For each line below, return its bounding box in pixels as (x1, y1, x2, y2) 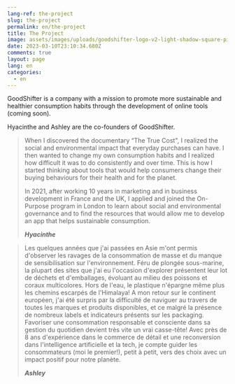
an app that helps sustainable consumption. (24, 217, 150, 225)
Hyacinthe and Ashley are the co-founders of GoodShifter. (7, 123, 176, 131)
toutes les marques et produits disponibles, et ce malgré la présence (24, 304, 222, 312)
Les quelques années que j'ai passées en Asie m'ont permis (24, 244, 198, 253)
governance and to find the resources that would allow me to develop (24, 209, 225, 218)
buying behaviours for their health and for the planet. (24, 173, 177, 182)
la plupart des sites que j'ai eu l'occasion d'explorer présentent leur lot (24, 266, 228, 275)
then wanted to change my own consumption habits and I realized (24, 151, 215, 159)
